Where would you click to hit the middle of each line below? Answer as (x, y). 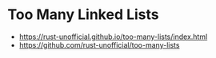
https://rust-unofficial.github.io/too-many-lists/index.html (113, 37)
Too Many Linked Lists (83, 15)
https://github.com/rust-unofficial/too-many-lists (99, 44)
